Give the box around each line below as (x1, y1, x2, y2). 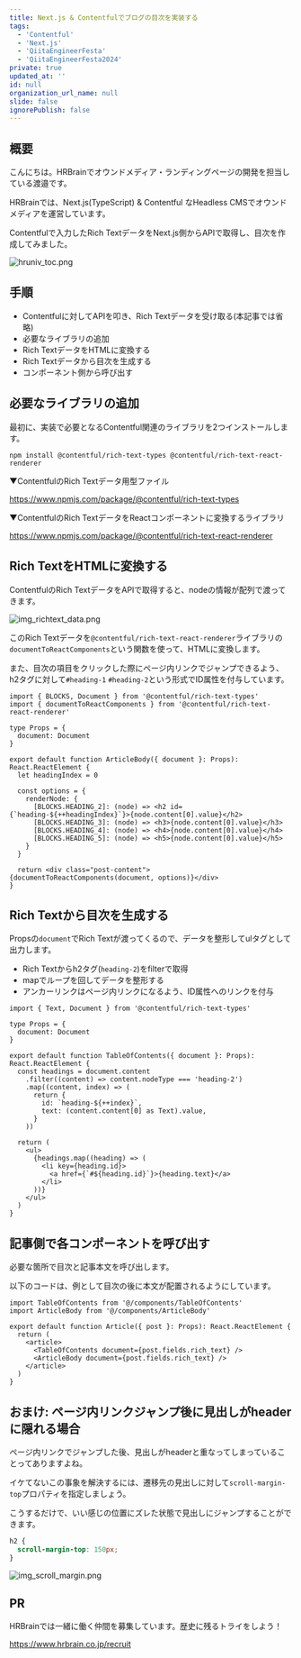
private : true (9, 64, 63, 73)
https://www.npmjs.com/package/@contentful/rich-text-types (9, 493, 240, 505)
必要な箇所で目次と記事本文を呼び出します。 (9, 1262, 174, 1272)
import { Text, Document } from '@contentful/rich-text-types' (9, 1004, 252, 1014)
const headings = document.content (17, 1067, 151, 1077)
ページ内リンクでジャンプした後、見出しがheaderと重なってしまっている (9, 1446, 279, 1457)
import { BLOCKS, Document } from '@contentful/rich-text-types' (9, 691, 259, 701)
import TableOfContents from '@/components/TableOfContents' (9, 1298, 243, 1307)
